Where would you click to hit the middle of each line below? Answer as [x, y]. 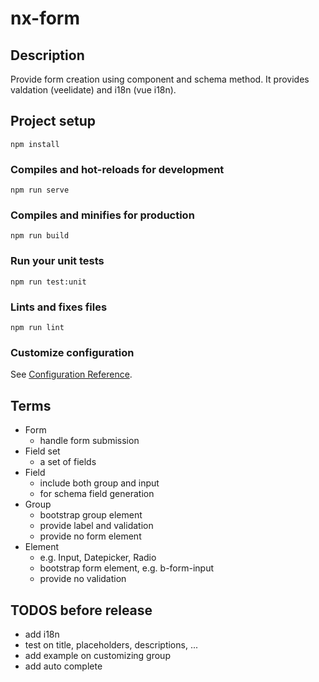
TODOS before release [81, 610]
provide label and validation [96, 526]
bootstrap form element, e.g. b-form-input [127, 568]
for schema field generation [97, 494]
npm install [35, 144]
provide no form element [90, 536]
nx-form [45, 18]
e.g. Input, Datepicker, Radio [98, 558]
